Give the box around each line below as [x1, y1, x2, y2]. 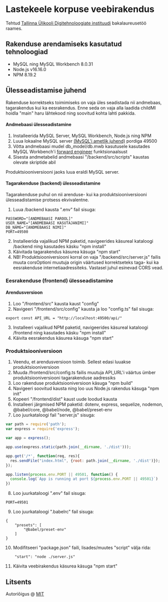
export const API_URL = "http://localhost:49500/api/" [5, 316, 122, 321]
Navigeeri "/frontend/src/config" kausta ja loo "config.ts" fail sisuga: [12, 306, 154, 312]
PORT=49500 [5, 229, 28, 234]
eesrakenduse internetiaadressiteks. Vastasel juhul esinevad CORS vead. [12, 264, 163, 271]
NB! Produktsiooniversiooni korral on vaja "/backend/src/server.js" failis [12, 254, 161, 260]
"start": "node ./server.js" [14, 554, 75, 559]
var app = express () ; [5, 435, 51, 441]
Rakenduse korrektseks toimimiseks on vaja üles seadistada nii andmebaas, [5, 99, 162, 106]
